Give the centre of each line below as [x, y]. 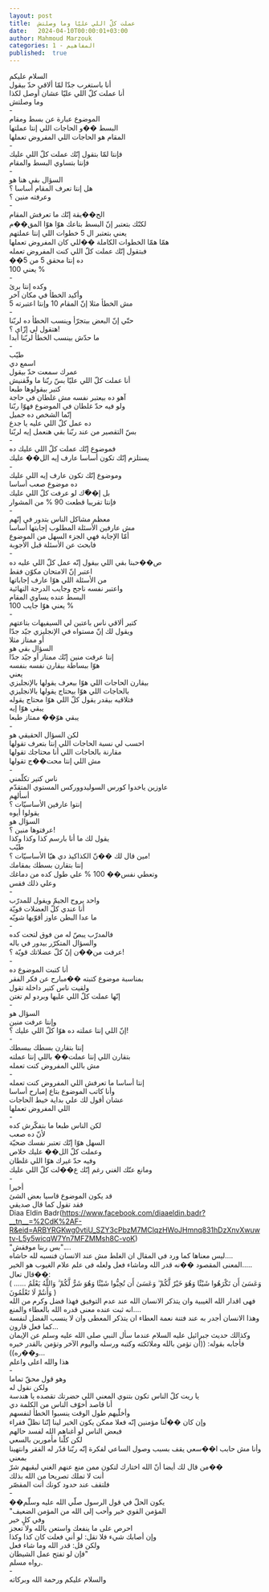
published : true [38, 53]
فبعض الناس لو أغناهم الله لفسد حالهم [66, 1431]
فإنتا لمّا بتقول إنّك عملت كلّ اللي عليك [66, 154]
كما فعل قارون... [34, 1327]
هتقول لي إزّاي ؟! [35, 329]
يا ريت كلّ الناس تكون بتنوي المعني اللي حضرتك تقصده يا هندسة [104, 1396]
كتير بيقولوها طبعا [35, 389]
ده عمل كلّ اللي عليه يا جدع [50, 423]
